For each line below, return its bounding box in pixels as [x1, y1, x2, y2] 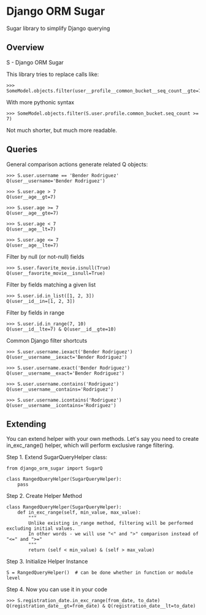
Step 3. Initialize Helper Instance [6, 558, 88, 565]
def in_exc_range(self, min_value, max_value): [17, 510, 141, 516]
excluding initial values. [6, 525, 75, 532]
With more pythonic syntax [6, 98, 75, 105]
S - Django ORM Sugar [6, 58, 64, 66]
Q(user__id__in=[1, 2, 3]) [6, 298, 75, 304]
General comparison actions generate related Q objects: [6, 161, 148, 168]
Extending [6, 419, 47, 429]
